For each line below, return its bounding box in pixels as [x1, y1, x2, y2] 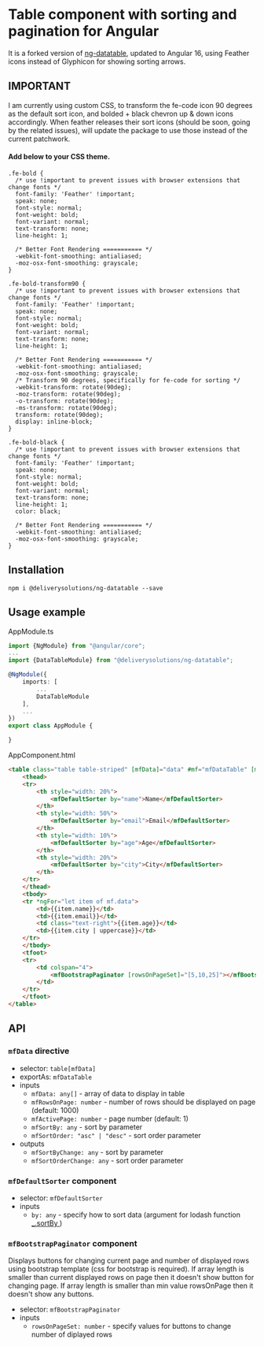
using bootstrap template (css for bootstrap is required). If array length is [8, 1264, 244, 1274]
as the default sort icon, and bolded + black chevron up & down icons [8, 109, 234, 118]
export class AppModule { [8, 722, 93, 730]
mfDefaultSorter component [8, 1175, 117, 1186]
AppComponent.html [8, 750, 76, 760]
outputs [19, 1139, 45, 1148]
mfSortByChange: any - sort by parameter [31, 1147, 163, 1156]
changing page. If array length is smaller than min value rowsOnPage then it [8, 1281, 254, 1290]
